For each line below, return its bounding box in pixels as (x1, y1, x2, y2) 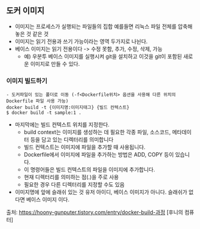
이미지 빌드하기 (6, 77, 48, 85)
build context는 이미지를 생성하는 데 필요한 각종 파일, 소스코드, (23, 128, 171, 136)
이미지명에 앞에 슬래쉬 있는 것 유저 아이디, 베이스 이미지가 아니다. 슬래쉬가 (14, 188, 187, 196)
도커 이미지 (6, 5, 45, 16)
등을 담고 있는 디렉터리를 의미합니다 (30, 136, 114, 143)
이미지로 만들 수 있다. (30, 60, 80, 67)
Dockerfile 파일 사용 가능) (6, 98, 69, 104)
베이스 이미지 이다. (26, 196, 70, 203)
